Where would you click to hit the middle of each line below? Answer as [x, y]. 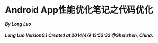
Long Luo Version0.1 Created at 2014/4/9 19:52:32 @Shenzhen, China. [79, 35]
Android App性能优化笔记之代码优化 [79, 10]
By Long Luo [18, 24]
